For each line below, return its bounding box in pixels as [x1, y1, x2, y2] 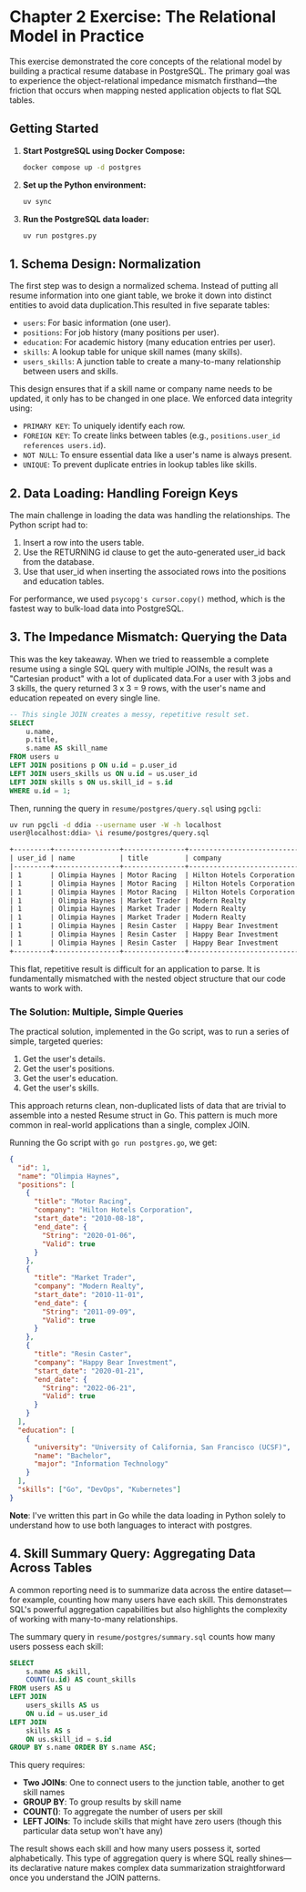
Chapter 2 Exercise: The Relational [9, 6, 276, 27]
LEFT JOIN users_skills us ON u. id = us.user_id [9, 769, 198, 778]
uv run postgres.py [22, 230, 97, 240]
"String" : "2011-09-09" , [42, 1307, 137, 1316]
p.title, [25, 735, 59, 744]
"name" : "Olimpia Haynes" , [17, 1171, 120, 1181]
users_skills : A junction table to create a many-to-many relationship [22, 356, 281, 367]
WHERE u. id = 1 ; [9, 786, 71, 795]
